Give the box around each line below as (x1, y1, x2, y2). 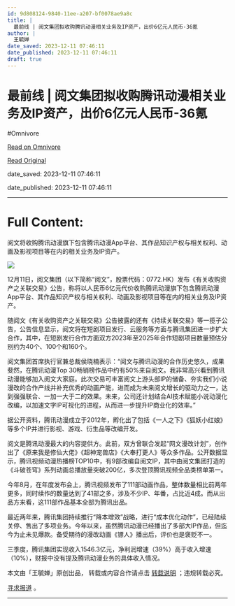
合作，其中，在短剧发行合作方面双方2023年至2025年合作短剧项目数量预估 (7, 333, 222, 342)
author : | (7, 29, 36, 37)
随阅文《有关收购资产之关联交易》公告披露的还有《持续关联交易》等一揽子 (7, 316, 222, 324)
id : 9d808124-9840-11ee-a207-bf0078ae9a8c (7, 10, 133, 17)
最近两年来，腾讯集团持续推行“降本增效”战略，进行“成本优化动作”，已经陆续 (7, 512, 227, 521)
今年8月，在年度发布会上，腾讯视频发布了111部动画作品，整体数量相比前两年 (7, 480, 227, 489)
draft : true (7, 56, 42, 63)
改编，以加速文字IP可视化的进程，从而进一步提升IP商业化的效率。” (7, 401, 196, 409)
